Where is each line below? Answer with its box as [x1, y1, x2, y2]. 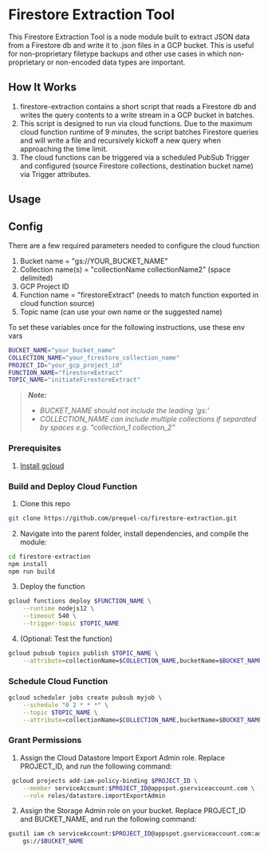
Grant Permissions [8, 735, 82, 746]
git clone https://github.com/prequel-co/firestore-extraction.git [8, 514, 238, 522]
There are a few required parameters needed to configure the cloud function [8, 241, 260, 250]
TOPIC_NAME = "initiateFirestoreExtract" [8, 376, 141, 384]
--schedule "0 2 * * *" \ [22, 701, 109, 709]
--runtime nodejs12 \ [22, 604, 94, 613]
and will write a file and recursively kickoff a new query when [19, 136, 222, 145]
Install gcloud [19, 461, 65, 470]
